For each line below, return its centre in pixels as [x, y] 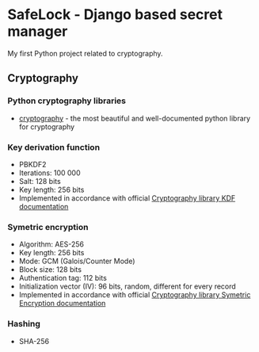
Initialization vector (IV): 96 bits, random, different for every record [128, 286]
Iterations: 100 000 [50, 173]
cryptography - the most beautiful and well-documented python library [135, 118]
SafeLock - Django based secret [115, 15]
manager [38, 31]
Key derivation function [54, 147]
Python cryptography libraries [67, 101]
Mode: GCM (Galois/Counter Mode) [77, 261]
